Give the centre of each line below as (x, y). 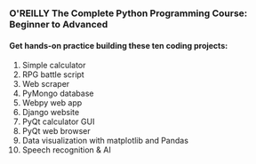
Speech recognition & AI (66, 150)
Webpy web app (52, 103)
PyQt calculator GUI (58, 121)
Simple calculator (54, 66)
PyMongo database (58, 94)
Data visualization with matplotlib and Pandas (105, 141)
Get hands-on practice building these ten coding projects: (119, 45)
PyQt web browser (56, 131)
